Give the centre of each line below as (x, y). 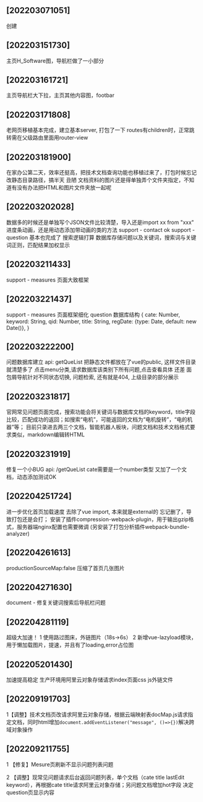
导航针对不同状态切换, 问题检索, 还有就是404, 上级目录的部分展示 (98, 377)
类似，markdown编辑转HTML (48, 435)
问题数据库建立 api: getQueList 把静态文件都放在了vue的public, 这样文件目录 (101, 362)
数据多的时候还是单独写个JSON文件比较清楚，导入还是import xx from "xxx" (100, 222)
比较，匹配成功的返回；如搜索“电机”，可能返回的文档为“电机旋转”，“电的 (97, 419)
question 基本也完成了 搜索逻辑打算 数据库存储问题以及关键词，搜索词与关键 (101, 237)
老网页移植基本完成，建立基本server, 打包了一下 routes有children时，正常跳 (100, 130)
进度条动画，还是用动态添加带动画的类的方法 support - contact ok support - (101, 229)
